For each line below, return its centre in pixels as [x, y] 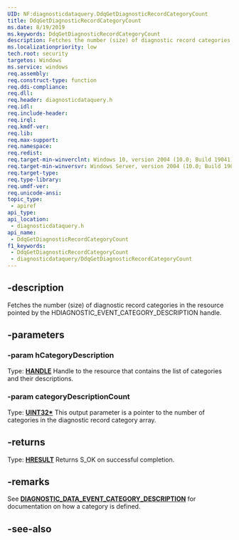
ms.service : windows [38, 67]
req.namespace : [30, 147]
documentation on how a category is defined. [74, 507]
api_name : [22, 232]
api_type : [22, 213]
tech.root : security [38, 54]
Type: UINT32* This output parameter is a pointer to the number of [106, 412]
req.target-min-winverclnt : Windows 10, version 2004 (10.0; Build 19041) [121, 160]
